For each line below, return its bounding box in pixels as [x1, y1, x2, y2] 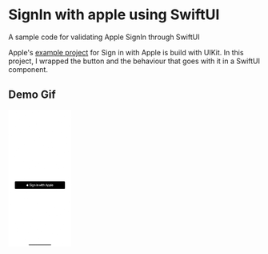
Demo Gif [8, 88, 56, 102]
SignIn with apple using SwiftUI [8, 6, 220, 24]
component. [8, 64, 48, 74]
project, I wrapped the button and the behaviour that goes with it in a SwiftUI [8, 56, 261, 66]
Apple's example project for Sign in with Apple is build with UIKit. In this [8, 47, 244, 57]
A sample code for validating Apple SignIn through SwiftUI [8, 32, 200, 42]
